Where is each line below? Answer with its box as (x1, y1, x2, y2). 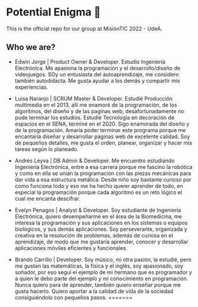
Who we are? (6, 42, 56, 52)
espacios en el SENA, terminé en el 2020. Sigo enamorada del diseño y (14, 120, 190, 127)
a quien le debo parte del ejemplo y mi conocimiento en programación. (14, 275, 188, 282)
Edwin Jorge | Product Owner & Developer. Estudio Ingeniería (14, 58, 165, 65)
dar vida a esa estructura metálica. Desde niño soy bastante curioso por (14, 176, 192, 183)
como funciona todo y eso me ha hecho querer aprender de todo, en (14, 182, 183, 189)
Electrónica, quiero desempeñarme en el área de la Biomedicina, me (14, 212, 183, 220)
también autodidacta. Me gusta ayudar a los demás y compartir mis (14, 77, 180, 84)
